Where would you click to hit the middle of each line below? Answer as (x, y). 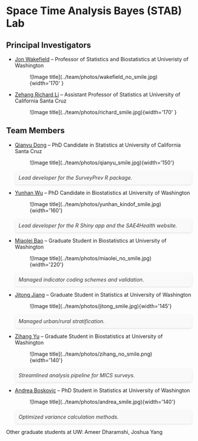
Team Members (35, 131)
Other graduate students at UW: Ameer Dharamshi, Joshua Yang (85, 432)
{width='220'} (46, 264)
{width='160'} (46, 210)
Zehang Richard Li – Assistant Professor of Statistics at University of (98, 94)
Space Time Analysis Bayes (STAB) (94, 11)
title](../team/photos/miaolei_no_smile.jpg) (100, 258)
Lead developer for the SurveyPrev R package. (75, 177)
